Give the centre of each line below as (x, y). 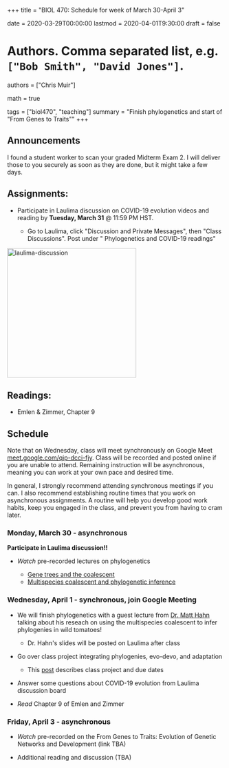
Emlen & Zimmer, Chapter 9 (56, 412)
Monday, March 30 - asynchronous (67, 533)
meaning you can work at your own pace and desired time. (90, 473)
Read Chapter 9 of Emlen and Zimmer (70, 704)
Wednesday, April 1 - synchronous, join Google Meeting (102, 600)
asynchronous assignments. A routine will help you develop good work (107, 500)
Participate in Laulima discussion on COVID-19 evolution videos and (113, 210)
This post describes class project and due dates (95, 669)
